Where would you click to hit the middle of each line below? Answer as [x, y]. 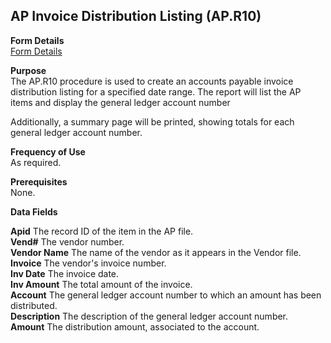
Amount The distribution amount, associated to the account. [135, 326]
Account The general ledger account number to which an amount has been [166, 295]
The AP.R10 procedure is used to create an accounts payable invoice [152, 81]
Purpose [28, 70]
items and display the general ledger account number [120, 102]
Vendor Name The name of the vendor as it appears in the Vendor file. [156, 252]
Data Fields [34, 211]
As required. [36, 162]
